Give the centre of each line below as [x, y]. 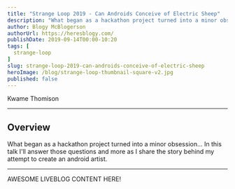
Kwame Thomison [33, 99]
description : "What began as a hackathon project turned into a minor [112, 20]
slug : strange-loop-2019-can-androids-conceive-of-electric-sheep [106, 66]
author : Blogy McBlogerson [47, 27]
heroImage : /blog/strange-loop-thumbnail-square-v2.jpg [90, 72]
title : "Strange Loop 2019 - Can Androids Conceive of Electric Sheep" [114, 14]
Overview [29, 127]
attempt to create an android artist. [57, 159]
